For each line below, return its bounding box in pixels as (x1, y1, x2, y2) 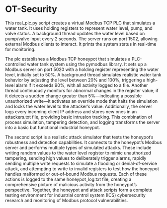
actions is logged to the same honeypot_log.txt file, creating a (5, 176, 132, 182)
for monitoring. (5, 46, 36, 52)
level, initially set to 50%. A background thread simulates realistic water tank (5, 71, 162, 77)
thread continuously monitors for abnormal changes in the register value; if (5, 87, 159, 93)
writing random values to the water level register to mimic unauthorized (5, 150, 152, 156)
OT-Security (5, 3, 57, 15)
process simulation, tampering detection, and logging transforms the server (5, 119, 160, 125)
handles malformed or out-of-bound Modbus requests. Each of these (5, 171, 147, 177)
